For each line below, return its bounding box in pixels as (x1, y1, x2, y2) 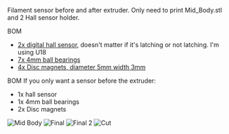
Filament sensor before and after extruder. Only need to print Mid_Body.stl (7, 6, 223, 14)
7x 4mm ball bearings (17, 55, 81, 64)
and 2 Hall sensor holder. (7, 13, 80, 22)
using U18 (17, 48, 47, 56)
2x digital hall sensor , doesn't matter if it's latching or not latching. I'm (17, 41, 219, 48)
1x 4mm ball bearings (17, 98, 79, 106)
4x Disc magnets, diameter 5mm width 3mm (17, 63, 146, 71)
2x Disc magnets (17, 105, 67, 113)
